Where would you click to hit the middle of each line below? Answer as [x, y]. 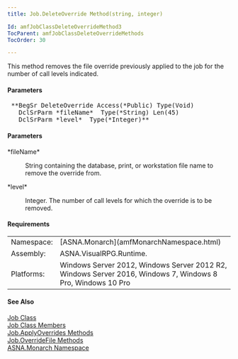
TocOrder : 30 [27, 40]
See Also [21, 302]
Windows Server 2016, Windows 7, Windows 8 [139, 274]
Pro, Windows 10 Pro [95, 282]
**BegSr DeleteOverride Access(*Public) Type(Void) [103, 106]
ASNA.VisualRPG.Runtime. [103, 253]
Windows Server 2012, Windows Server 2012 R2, [143, 265]
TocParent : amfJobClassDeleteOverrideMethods [75, 33]
